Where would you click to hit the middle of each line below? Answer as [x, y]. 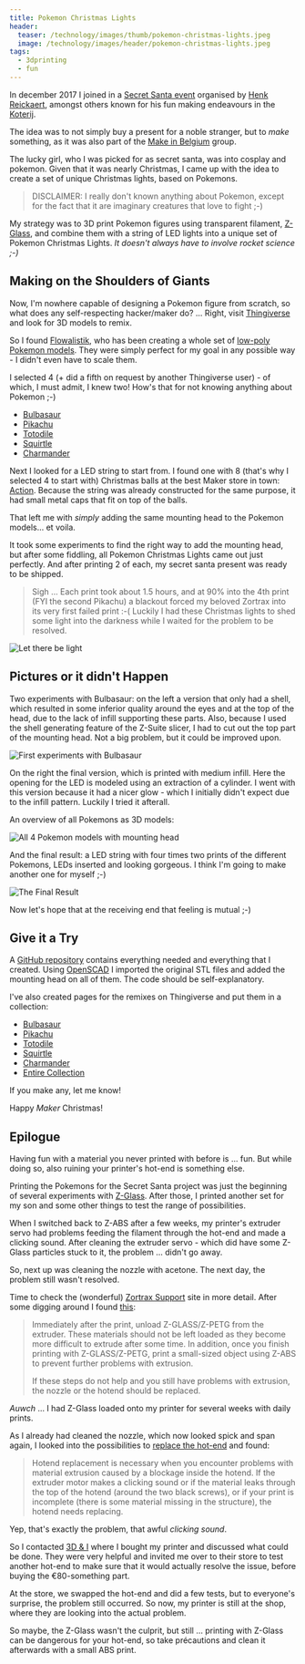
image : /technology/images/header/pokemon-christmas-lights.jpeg [144, 43]
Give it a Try [44, 938]
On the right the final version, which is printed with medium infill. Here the [147, 772]
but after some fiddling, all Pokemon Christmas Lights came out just [137, 554]
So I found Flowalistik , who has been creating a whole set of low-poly [140, 340]
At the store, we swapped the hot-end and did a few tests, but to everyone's [152, 1594]
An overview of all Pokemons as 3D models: [92, 819]
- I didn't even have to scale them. [74, 359]
